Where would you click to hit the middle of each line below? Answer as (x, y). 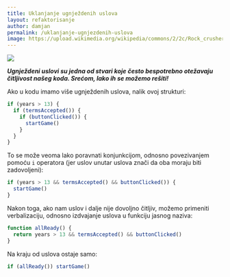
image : (16, 39)
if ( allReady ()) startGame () (49, 266)
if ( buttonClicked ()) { (53, 117)
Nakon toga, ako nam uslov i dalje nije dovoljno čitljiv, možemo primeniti (108, 208)
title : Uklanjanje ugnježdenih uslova (62, 13)
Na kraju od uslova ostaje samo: (52, 254)
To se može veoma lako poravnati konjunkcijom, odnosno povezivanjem (108, 155)
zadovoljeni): (25, 170)
